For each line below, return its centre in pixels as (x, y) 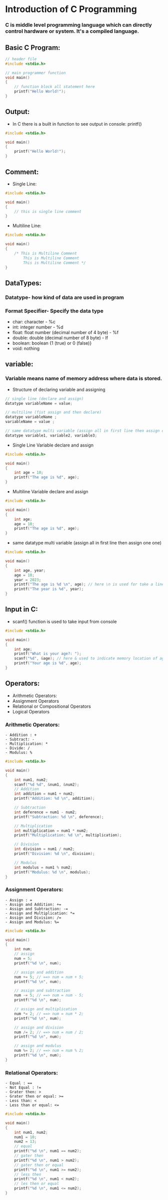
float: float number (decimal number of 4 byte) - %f (65, 333)
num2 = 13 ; (25, 1142)
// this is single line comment (48, 211)
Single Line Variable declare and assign (53, 445)
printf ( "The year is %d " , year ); (49, 589)
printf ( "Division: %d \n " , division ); (54, 854)
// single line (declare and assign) (44, 399)
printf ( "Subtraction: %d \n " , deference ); (59, 817)
